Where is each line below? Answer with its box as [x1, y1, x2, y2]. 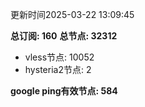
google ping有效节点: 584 [10, 85, 118, 97]
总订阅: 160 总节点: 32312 [10, 30, 118, 42]
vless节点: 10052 [24, 51, 95, 63]
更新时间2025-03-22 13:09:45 [10, 9, 135, 20]
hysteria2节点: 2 [24, 64, 92, 75]
